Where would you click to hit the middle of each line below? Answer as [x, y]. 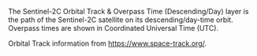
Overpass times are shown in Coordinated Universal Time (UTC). [114, 28]
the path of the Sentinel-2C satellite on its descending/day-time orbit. [121, 20]
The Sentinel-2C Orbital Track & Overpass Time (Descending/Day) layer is [128, 11]
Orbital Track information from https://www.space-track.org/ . [108, 43]
